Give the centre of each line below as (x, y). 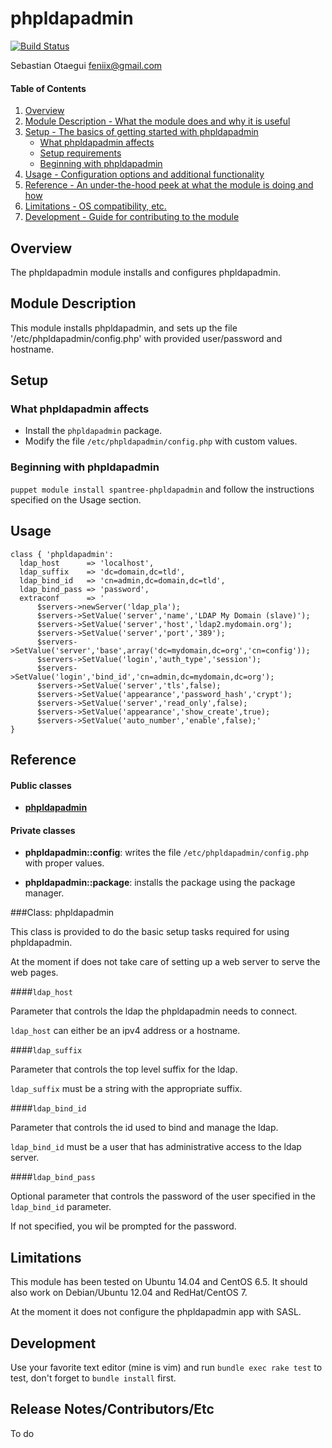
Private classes (43, 830)
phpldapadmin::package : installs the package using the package (160, 883)
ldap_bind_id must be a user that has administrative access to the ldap (156, 1147)
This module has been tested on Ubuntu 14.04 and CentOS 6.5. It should (159, 1282)
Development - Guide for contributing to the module (132, 217)
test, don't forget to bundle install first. (93, 1378)
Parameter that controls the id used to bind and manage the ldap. (144, 1128)
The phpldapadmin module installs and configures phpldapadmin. (145, 272)
